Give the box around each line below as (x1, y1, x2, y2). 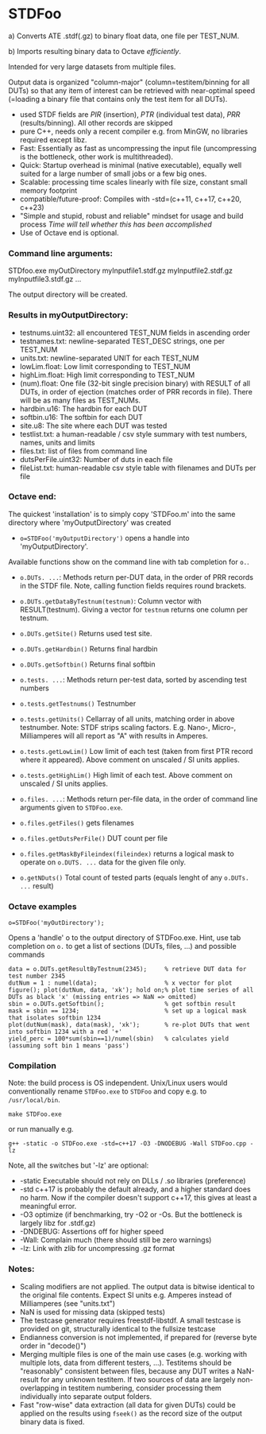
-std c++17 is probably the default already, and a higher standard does (19, 1184, 252, 1194)
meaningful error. (19, 1202, 77, 1211)
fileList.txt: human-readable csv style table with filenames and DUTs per (19, 463, 256, 472)
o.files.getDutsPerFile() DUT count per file (19, 833, 168, 843)
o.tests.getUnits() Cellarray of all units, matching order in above (19, 713, 236, 724)
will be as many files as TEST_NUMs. (19, 395, 141, 405)
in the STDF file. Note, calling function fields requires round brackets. (19, 581, 247, 590)
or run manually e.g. (8, 1125, 74, 1134)
